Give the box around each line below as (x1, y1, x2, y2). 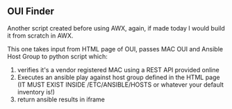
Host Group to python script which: (7, 52, 108, 60)
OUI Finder (7, 6, 54, 17)
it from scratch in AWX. (7, 31, 74, 40)
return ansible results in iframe (17, 95, 106, 103)
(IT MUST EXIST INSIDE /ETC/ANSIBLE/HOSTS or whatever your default (17, 80, 224, 89)
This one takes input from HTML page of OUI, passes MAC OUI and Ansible (7, 44, 224, 53)
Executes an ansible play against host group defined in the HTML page (17, 73, 220, 81)
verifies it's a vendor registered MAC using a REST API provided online (17, 65, 220, 74)
